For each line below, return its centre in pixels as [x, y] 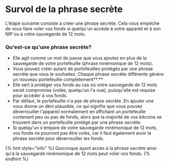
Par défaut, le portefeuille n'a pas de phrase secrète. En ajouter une [83, 101]
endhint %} [17, 159]
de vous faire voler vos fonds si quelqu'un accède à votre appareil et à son [83, 28]
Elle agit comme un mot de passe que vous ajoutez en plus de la [79, 58]
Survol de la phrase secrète [64, 9]
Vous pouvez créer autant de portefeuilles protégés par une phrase [83, 69]
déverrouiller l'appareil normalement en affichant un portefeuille [79, 112]
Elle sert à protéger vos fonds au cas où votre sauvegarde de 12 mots [85, 85]
